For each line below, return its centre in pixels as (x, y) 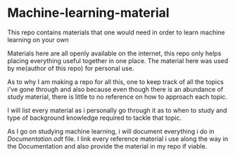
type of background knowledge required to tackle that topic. (94, 118)
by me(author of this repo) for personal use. (71, 68)
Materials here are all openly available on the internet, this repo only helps (114, 53)
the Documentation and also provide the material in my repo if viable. (107, 146)
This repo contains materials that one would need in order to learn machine (116, 32)
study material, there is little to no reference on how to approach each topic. (117, 97)
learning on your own (38, 39)
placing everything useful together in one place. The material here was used (118, 60)
